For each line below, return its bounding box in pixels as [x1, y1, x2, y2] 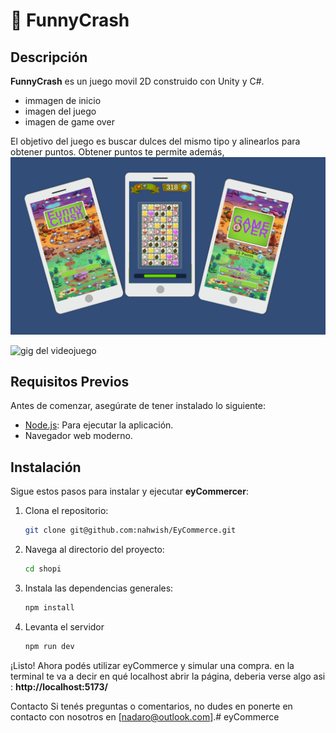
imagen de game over [24, 116, 115, 128]
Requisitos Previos [10, 373, 130, 390]
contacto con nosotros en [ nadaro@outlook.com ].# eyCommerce [10, 710, 280, 723]
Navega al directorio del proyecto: [24, 544, 165, 555]
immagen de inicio [24, 95, 102, 106]
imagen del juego [24, 105, 97, 117]
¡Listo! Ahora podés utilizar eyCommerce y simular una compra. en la [10, 659, 295, 671]
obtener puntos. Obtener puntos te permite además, [10, 146, 225, 158]
